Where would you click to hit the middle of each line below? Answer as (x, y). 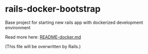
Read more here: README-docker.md (43, 37)
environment (18, 27)
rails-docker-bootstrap (53, 9)
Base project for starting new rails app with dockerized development (74, 22)
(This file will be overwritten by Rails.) (43, 46)
